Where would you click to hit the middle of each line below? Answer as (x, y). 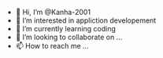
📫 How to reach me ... (52, 46)
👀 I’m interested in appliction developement (86, 20)
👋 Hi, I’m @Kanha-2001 (53, 12)
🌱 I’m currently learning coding (66, 29)
